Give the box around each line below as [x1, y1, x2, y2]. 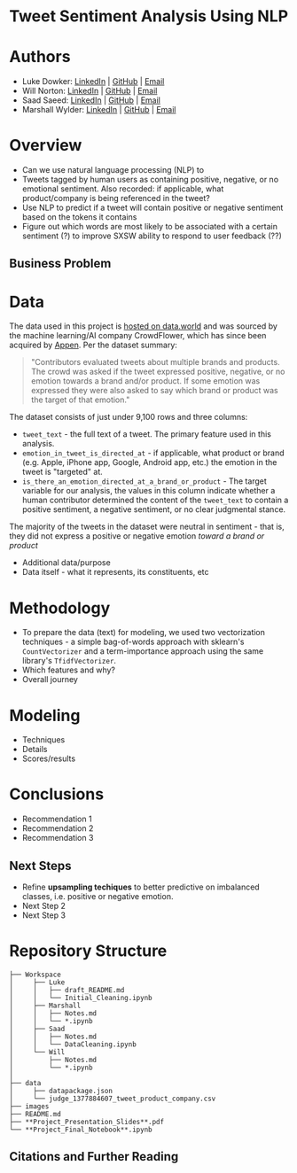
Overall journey [21, 674, 78, 685]
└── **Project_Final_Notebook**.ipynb [9, 1125, 152, 1134]
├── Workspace [9, 970, 62, 979]
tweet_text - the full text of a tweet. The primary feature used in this [21, 429, 272, 439]
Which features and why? [21, 664, 115, 675]
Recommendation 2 [21, 823, 94, 834]
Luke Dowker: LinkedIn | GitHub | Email [21, 76, 165, 87]
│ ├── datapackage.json [9, 1086, 113, 1095]
